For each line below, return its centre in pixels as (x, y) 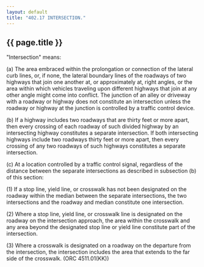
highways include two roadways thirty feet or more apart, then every (93, 140)
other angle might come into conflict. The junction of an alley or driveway (98, 95)
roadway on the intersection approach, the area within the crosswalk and (98, 220)
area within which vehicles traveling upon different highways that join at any (102, 89)
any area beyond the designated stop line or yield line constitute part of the (101, 227)
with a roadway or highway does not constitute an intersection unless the (99, 102)
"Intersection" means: (34, 57)
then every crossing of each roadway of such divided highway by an (93, 127)
